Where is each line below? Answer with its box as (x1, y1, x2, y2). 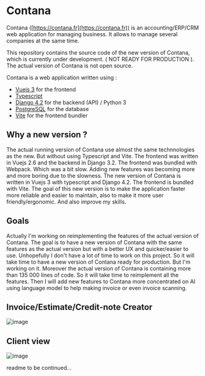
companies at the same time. (6, 37, 80, 44)
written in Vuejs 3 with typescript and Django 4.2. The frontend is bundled (6, 178, 194, 186)
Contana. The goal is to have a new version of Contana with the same (6, 239, 182, 246)
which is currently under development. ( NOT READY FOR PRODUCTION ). (6, 55, 195, 63)
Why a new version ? (6, 129, 88, 140)
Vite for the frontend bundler (15, 112, 88, 119)
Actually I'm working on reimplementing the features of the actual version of (6, 232, 199, 239)
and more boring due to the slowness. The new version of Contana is (6, 172, 181, 179)
